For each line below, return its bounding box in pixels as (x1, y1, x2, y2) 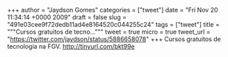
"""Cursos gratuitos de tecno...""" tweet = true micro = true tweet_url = (7, 27, 211, 36)
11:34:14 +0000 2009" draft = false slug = (7, 13, 127, 21)
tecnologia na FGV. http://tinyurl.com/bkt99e (7, 43, 135, 50)
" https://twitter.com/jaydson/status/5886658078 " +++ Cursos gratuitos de (7, 35, 221, 43)
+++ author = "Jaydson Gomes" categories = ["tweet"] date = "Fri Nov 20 (7, 6, 218, 14)
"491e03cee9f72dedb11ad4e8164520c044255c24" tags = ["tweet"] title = (7, 21, 220, 28)
